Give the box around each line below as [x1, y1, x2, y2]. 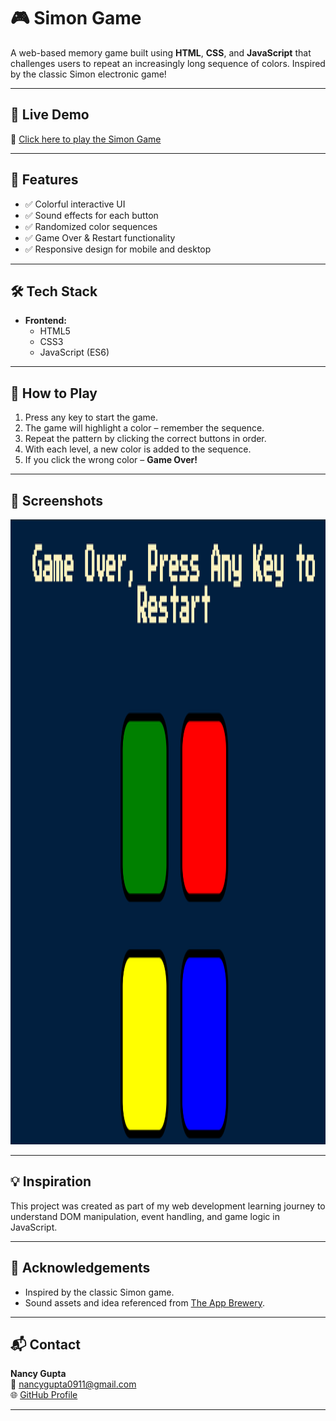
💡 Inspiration [10, 1173, 92, 1190]
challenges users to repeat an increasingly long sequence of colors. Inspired [10, 57, 326, 69]
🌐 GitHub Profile [10, 1389, 78, 1401]
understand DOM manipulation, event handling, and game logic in [10, 1210, 280, 1222]
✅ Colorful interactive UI [24, 198, 126, 210]
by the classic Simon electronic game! [10, 68, 167, 80]
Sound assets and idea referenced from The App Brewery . [24, 1296, 266, 1309]
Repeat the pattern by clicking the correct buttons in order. [24, 433, 267, 445]
